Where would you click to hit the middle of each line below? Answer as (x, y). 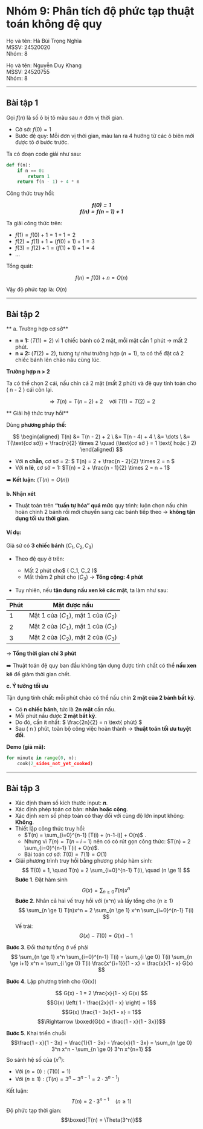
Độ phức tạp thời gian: (34, 1111)
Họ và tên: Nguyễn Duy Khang (44, 65)
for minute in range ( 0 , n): (42, 758)
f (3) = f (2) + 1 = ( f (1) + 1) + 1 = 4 (55, 248)
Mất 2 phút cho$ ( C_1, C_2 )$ (61, 571)
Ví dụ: (14, 532)
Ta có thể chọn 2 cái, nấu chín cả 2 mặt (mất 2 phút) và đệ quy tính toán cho (101, 383)
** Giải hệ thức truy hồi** (37, 413)
